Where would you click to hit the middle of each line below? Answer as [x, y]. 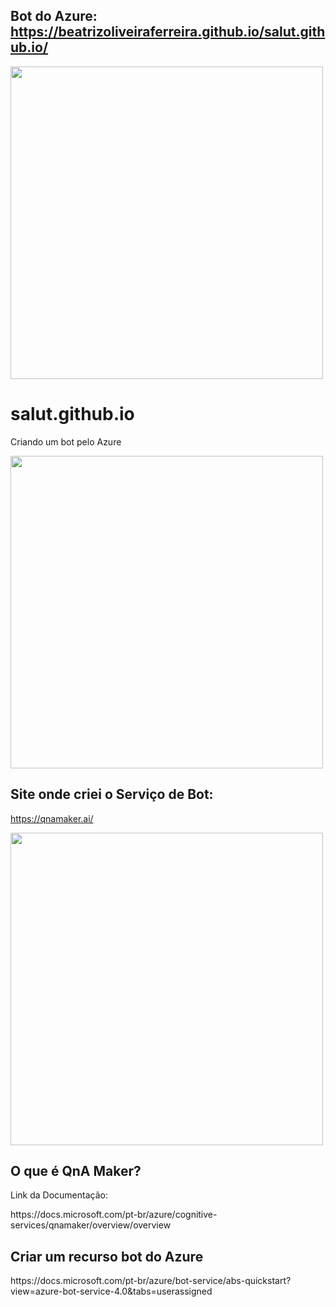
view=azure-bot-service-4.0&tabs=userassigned [111, 1291]
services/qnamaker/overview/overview [91, 1225]
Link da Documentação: [59, 1195]
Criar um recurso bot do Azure [107, 1256]
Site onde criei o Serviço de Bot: [112, 794]
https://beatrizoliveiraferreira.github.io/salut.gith [168, 32]
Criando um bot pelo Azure [66, 441]
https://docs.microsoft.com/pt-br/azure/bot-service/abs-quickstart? [151, 1281]
